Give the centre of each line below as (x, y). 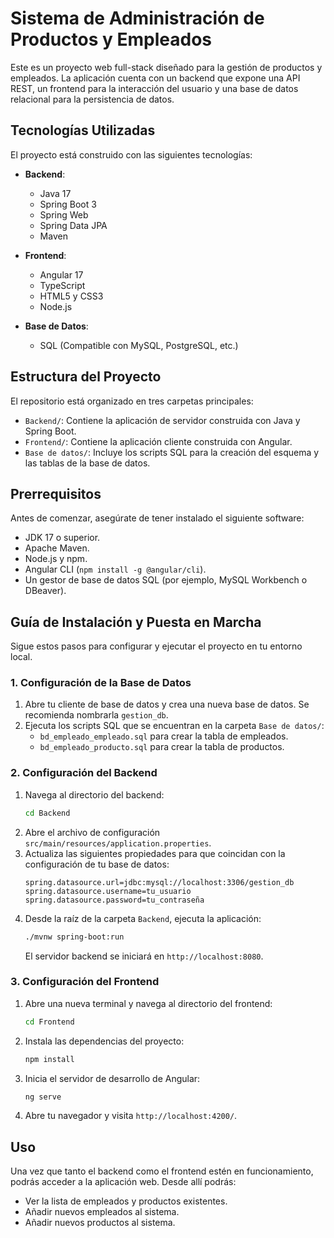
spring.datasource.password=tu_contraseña (114, 900)
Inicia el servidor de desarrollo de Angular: (112, 1078)
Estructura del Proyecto (86, 377)
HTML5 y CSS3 (71, 296)
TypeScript (62, 285)
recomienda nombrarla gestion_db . (96, 715)
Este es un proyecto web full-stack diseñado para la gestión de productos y (166, 67)
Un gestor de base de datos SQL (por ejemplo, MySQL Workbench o (166, 580)
